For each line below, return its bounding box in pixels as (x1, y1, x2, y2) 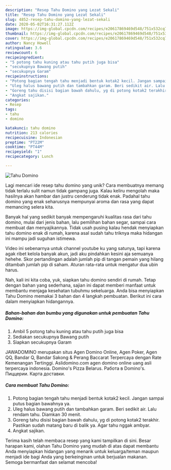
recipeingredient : (5, 54, 44, 60)
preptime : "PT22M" (5, 140, 44, 145)
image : (5, 26, 19, 32)
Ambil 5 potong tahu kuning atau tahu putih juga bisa (12, 328, 124, 334)
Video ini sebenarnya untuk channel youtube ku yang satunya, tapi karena (5, 245, 161, 251)
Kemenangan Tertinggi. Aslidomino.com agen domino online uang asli (5, 360, 152, 366)
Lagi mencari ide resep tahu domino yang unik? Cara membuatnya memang (5, 182, 164, 188)
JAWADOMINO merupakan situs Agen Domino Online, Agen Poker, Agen (5, 349, 157, 355)
